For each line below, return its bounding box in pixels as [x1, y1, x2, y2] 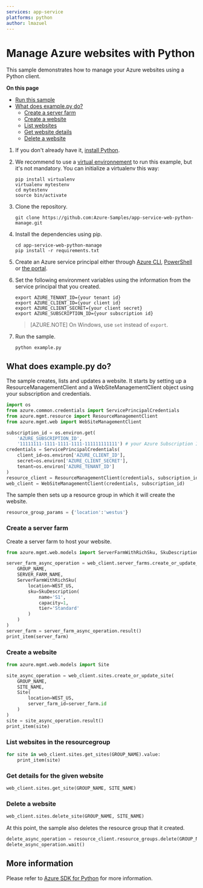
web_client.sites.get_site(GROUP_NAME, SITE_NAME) [6, 785, 137, 791]
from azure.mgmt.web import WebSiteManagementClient [6, 419, 142, 425]
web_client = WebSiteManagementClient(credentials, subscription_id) [6, 480, 185, 487]
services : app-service [6, 8, 63, 15]
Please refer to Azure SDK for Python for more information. [6, 874, 153, 882]
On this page [6, 84, 39, 92]
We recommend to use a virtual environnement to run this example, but [14, 158, 192, 165]
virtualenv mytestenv [14, 182, 69, 188]
